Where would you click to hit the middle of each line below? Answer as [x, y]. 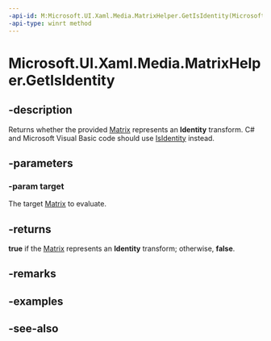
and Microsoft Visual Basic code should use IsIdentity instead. [112, 138]
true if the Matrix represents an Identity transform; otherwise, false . [122, 248]
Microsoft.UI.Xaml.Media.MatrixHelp [135, 63]
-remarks [32, 274]
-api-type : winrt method [50, 23]
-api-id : [23, 16]
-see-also [33, 329]
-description [40, 110]
